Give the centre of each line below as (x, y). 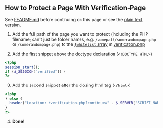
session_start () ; (23, 67)
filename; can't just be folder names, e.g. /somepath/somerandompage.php (84, 39)
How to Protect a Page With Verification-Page (75, 8)
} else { (14, 99)
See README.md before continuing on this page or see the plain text (74, 19)
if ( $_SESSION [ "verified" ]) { (36, 71)
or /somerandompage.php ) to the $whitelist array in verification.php (78, 44)
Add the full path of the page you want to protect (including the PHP (80, 34)
